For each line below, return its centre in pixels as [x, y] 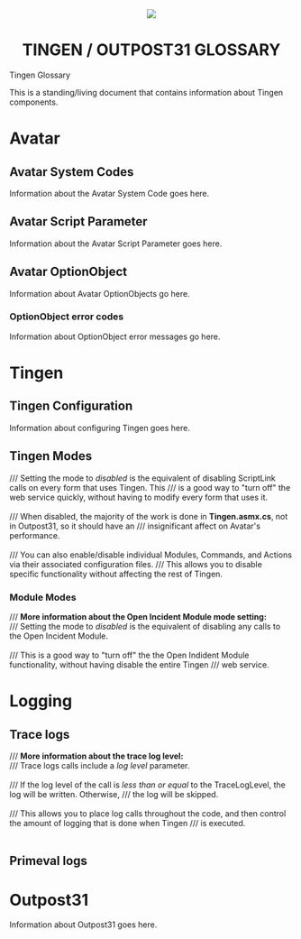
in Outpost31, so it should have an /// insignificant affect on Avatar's [135, 526]
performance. [35, 535]
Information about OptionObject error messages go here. [115, 336]
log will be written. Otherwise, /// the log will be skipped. [114, 794]
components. [34, 102]
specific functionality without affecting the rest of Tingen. [116, 574]
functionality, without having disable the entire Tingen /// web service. [139, 664]
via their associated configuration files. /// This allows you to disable [136, 564]
